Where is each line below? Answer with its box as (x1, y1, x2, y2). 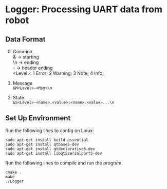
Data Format (5, 35, 46, 44)
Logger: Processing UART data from (5, 4, 163, 15)
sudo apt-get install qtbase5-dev (5, 142, 80, 147)
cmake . (5, 170, 22, 175)
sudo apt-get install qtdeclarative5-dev (5, 146, 96, 152)
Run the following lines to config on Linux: (5, 127, 94, 134)
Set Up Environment (5, 114, 71, 122)
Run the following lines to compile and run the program (5, 160, 122, 166)
